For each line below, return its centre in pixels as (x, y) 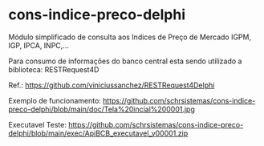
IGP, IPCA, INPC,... (39, 45)
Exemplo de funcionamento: (55, 100)
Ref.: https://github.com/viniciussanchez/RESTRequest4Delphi (112, 85)
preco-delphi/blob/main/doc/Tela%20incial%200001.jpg (102, 109)
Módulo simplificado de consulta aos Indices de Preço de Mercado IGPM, (130, 37)
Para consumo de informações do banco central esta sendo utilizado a (125, 61)
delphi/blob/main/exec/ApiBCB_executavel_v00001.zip (98, 133)
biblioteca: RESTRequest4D (54, 69)
